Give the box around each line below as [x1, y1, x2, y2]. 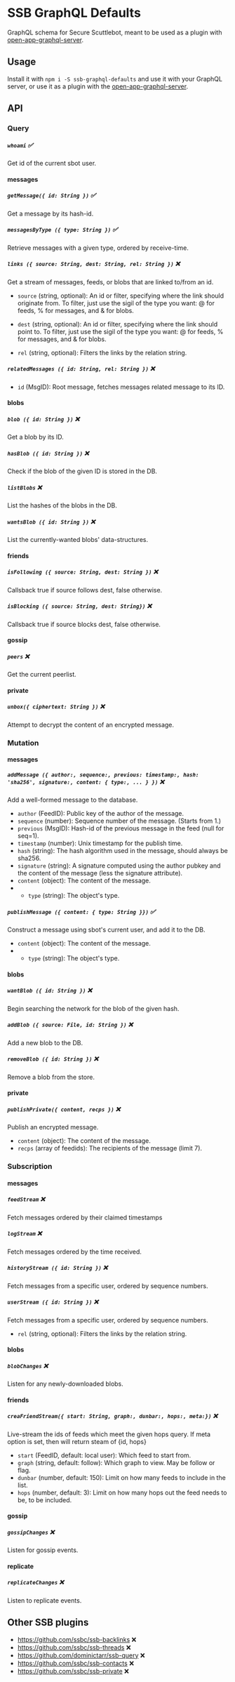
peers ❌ [7, 651, 29, 661]
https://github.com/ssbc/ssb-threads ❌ [17, 1643, 131, 1651]
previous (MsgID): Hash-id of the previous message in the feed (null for [17, 824, 224, 833]
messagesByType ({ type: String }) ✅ [7, 225, 118, 234]
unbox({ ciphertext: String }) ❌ [7, 702, 105, 710]
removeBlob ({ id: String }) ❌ [7, 1054, 99, 1063]
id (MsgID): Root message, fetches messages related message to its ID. [17, 383, 225, 391]
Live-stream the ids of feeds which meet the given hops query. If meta [7, 1430, 211, 1438]
